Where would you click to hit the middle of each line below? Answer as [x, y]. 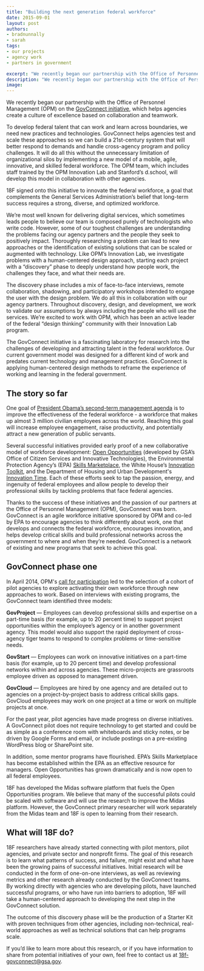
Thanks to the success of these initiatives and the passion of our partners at [102, 503]
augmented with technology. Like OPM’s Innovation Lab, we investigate [95, 254]
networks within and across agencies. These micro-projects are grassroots [100, 670]
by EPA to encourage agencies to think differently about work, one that [95, 522]
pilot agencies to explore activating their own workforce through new [93, 588]
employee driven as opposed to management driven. [72, 676]
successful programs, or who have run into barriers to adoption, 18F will [96, 892]
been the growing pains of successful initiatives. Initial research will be [95, 866]
